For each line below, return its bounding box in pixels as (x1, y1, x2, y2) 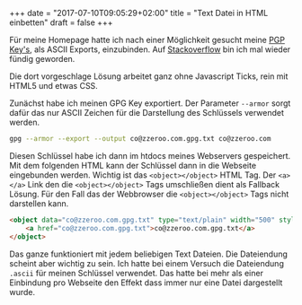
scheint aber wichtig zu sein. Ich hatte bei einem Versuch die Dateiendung (9, 257, 285, 268)
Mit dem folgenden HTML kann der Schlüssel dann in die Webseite (9, 160, 257, 170)
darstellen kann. (9, 197, 69, 209)
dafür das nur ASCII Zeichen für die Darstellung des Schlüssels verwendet (9, 108, 285, 118)
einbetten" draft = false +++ (9, 17, 114, 28)
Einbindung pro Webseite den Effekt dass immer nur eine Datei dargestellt (9, 277, 283, 288)
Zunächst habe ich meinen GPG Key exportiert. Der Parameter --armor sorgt (9, 98, 291, 109)
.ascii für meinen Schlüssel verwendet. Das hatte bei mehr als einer (9, 267, 263, 278)
